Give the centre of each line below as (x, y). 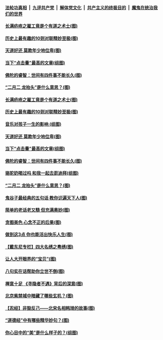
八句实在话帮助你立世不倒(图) (35, 271)
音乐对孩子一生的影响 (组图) (33, 124)
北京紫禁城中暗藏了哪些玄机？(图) (39, 296)
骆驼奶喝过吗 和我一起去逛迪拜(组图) (42, 173)
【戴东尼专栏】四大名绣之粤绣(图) (39, 247)
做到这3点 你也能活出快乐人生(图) (39, 234)
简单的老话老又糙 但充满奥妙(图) (38, 210)
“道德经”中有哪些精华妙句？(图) (37, 320)
